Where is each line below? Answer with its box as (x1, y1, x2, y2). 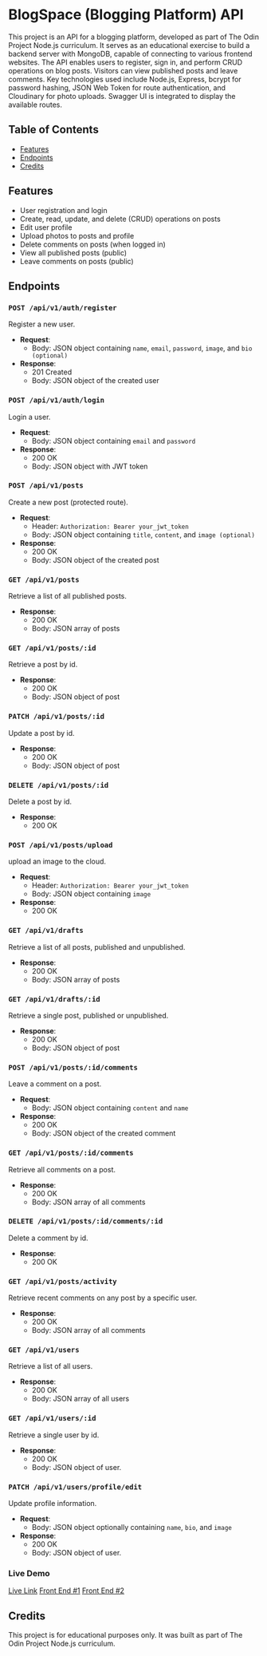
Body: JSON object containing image (31, 889, 151, 899)
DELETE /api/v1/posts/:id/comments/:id (8, 1217, 163, 1226)
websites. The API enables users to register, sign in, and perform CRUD (8, 57, 243, 67)
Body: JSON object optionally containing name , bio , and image (31, 1523, 233, 1532)
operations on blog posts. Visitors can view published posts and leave (8, 65, 238, 75)
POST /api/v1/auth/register (8, 303, 117, 312)
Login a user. (8, 412, 51, 421)
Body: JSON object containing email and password (31, 436, 196, 445)
